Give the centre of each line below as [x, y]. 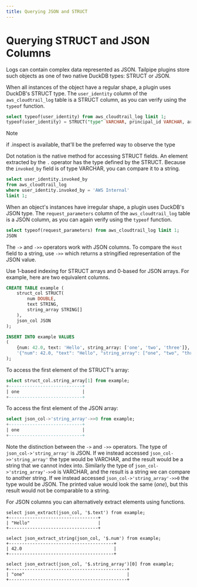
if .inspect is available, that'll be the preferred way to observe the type [91, 145]
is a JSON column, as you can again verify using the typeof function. [89, 219]
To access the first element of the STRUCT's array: [68, 370]
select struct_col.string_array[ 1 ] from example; [68, 381]
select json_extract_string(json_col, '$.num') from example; [84, 538]
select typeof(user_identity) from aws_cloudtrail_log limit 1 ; [86, 116]
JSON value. [21, 259]
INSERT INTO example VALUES [40, 337]
